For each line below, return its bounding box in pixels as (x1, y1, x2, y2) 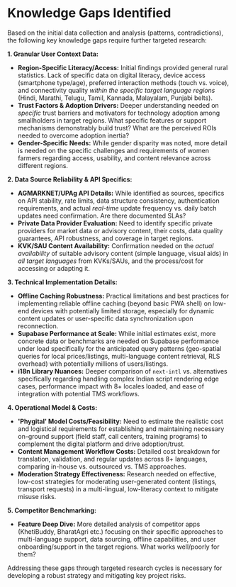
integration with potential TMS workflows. (17, 389, 140, 398)
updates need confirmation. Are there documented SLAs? (17, 211, 186, 220)
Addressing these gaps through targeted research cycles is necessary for (7, 564, 223, 572)
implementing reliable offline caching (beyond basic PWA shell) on (17, 299, 212, 308)
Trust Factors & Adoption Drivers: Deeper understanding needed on (17, 101, 220, 109)
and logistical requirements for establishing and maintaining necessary (17, 424, 225, 433)
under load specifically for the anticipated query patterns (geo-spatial (17, 344, 222, 352)
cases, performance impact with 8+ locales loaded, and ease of (17, 381, 204, 391)
